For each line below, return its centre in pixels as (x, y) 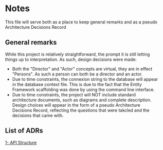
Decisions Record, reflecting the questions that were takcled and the (81, 110)
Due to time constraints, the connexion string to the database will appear (85, 79)
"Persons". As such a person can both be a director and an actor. (77, 74)
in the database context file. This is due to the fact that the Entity (77, 84)
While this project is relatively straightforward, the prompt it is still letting (77, 54)
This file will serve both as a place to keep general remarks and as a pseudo (81, 22)
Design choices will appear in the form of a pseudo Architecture (76, 105)
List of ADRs (24, 131)
